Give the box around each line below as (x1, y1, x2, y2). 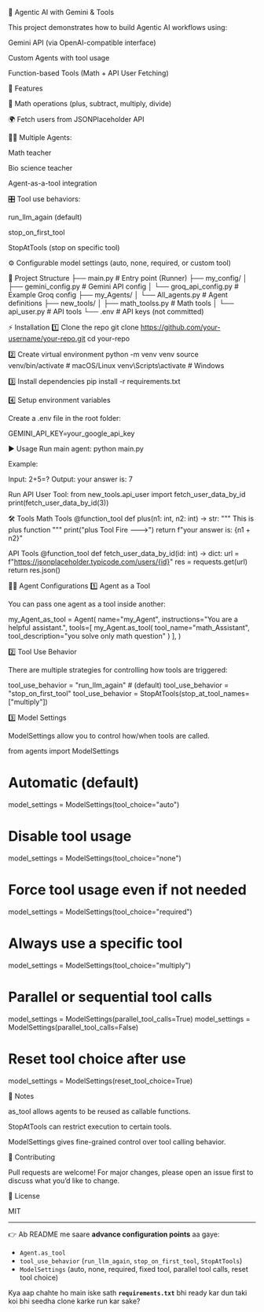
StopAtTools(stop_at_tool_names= (140, 689, 250, 698)
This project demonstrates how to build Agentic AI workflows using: (8, 23, 228, 31)
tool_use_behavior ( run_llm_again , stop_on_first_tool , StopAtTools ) (19, 1255, 243, 1266)
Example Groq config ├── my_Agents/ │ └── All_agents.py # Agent (8, 290, 228, 299)
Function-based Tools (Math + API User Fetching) (8, 68, 169, 78)
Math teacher (8, 148, 52, 157)
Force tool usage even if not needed (8, 881, 247, 899)
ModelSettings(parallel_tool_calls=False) (8, 1023, 139, 1032)
